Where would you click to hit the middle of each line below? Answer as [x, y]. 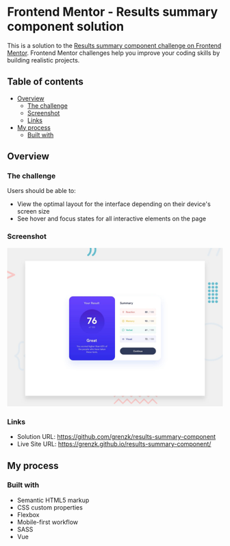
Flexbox [28, 514]
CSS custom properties [50, 507]
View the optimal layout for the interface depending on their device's [114, 204]
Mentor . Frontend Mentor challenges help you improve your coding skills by [114, 53]
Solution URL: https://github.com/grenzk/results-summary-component [116, 437]
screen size [33, 212]
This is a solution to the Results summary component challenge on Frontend [114, 45]
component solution [66, 26]
